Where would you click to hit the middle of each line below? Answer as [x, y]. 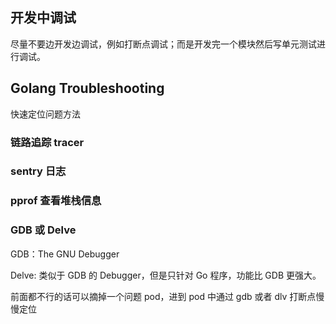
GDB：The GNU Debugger [65, 254]
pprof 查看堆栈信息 [56, 201]
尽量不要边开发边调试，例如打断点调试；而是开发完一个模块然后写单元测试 [163, 44]
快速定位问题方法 [45, 114]
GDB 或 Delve [43, 230]
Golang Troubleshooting [87, 88]
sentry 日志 [38, 171]
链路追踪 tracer [47, 142]
